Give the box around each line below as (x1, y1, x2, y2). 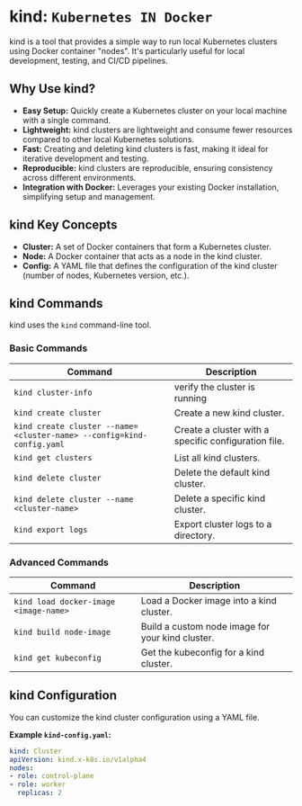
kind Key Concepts (9, 218, 119, 233)
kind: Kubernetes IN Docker (9, 6, 213, 27)
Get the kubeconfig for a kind (140, 646, 265, 658)
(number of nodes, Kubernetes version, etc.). (22, 270, 190, 281)
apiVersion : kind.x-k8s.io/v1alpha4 (9, 755, 147, 764)
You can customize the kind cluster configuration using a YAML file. (9, 712, 260, 722)
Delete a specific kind (173, 492, 266, 505)
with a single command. (22, 114, 111, 125)
